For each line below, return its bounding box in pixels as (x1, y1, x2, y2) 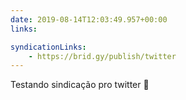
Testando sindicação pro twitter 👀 (10, 79, 150, 91)
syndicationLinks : (10, 42, 87, 52)
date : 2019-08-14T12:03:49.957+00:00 (10, 14, 168, 25)
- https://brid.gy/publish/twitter (28, 51, 177, 61)
